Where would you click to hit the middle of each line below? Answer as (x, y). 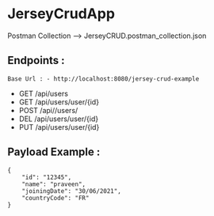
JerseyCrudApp (61, 14)
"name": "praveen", (54, 184)
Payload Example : (54, 152)
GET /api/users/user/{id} (59, 102)
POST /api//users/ (48, 110)
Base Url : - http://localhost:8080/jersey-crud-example (103, 79)
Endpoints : (36, 61)
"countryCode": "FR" (55, 198)
